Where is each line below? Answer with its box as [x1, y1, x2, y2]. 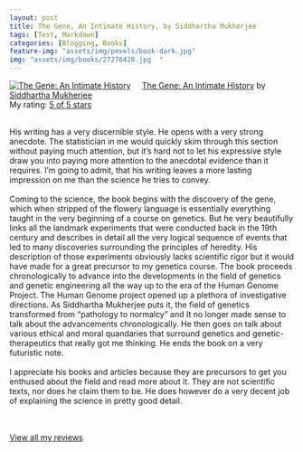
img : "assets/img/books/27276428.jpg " [9, 55, 165, 64]
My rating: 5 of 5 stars [9, 99, 92, 109]
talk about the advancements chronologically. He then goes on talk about [9, 318, 282, 329]
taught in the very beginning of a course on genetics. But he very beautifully [9, 213, 294, 223]
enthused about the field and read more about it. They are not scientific [9, 376, 276, 387]
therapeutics [9, 338, 57, 348]
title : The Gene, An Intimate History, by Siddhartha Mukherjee [9, 22, 257, 31]
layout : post [9, 13, 59, 23]
